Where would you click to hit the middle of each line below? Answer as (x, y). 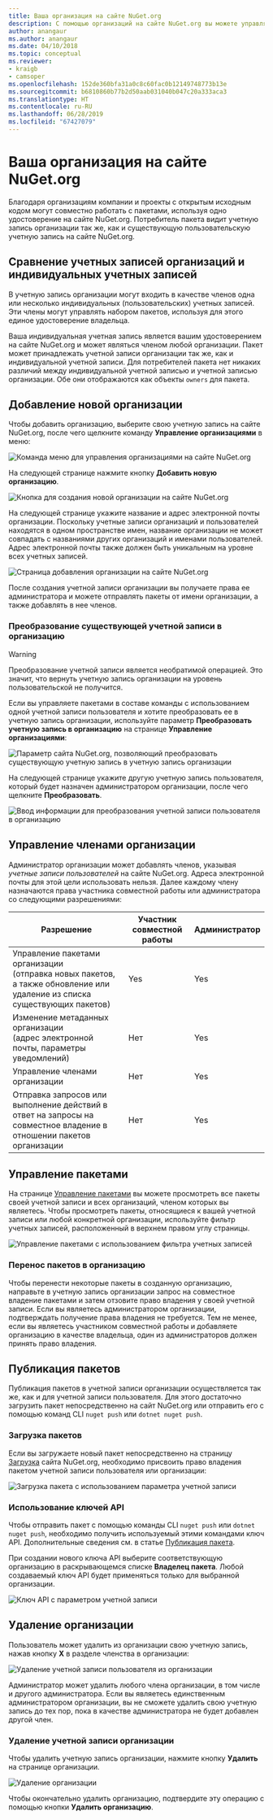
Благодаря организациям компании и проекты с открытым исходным (130, 202)
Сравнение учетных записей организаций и (127, 262)
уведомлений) (41, 1058)
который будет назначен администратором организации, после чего (128, 786)
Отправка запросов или (60, 1095)
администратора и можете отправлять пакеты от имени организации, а (133, 597)
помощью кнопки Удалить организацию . (81, 1807)
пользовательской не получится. (66, 687)
